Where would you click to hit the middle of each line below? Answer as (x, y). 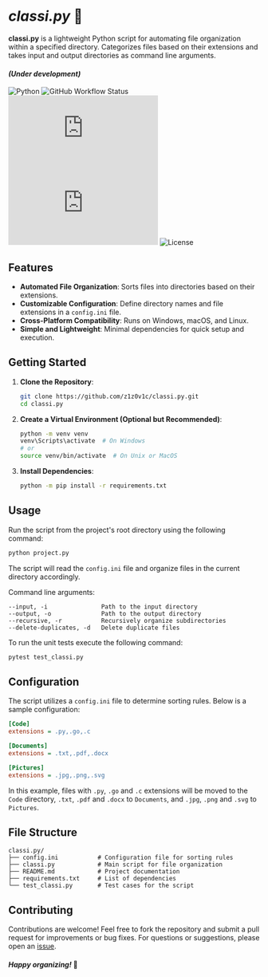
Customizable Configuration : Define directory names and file (121, 303)
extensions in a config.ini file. (71, 312)
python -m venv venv (54, 434)
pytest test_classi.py (46, 657)
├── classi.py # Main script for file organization (116, 865)
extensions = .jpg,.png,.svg (57, 775)
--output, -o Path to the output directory (105, 613)
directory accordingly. (45, 577)
